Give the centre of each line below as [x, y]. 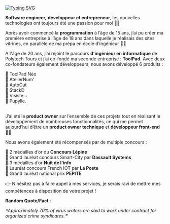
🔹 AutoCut [16, 85]
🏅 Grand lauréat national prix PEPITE [44, 173]
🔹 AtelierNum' [20, 79]
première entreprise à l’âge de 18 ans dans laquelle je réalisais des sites [80, 38]
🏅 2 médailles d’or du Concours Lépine [46, 152]
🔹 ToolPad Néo [21, 74]
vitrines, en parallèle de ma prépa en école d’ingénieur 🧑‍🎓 [66, 44]
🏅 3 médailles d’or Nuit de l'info [39, 163]
